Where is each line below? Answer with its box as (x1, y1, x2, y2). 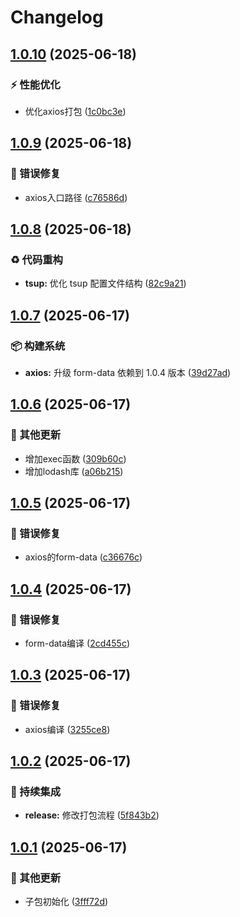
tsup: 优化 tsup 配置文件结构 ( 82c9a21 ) (24, 277, 187, 290)
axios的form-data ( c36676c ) (24, 551, 143, 563)
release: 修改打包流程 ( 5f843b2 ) (24, 809, 160, 821)
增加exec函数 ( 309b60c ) (24, 452, 127, 465)
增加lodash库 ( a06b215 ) (24, 465, 124, 477)
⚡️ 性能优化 (10, 77, 61, 91)
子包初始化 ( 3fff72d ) (24, 896, 109, 908)
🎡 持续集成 (10, 785, 62, 798)
